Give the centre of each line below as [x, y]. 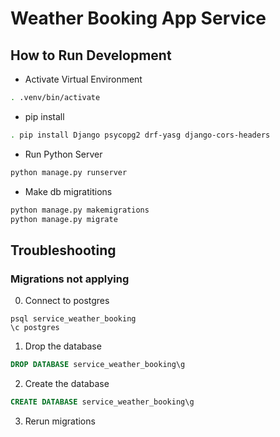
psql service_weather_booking [73, 319]
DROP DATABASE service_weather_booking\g [98, 365]
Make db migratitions [68, 191]
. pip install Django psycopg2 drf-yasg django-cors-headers [140, 135]
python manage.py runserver [69, 172]
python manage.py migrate [64, 219]
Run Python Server [63, 154]
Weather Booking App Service [138, 18]
